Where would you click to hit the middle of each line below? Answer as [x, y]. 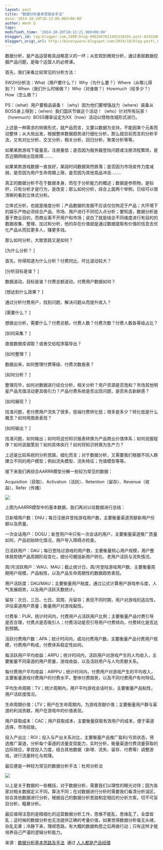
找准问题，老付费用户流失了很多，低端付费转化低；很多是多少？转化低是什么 [81, 411]
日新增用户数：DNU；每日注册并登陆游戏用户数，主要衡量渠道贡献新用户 [78, 517]
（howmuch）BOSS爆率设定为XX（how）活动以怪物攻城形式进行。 [72, 117]
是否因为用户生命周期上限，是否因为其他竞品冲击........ [67, 172]
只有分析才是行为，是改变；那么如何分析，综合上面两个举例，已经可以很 [86, 189]
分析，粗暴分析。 [26, 803]
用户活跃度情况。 [22, 694]
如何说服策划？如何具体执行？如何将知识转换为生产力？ [69, 444]
